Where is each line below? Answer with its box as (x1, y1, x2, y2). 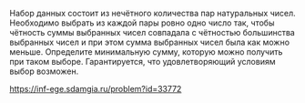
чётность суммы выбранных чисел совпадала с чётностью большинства (9, 27, 296, 37)
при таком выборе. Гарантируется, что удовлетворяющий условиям (9, 57, 276, 67)
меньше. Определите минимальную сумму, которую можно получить (9, 46, 283, 57)
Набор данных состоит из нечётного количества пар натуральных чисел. (9, 8, 296, 18)
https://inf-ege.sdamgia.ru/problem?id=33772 (9, 84, 182, 94)
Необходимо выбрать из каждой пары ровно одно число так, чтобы (9, 17, 275, 28)
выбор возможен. (9, 66, 79, 77)
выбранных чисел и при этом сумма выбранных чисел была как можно (9, 36, 290, 47)
